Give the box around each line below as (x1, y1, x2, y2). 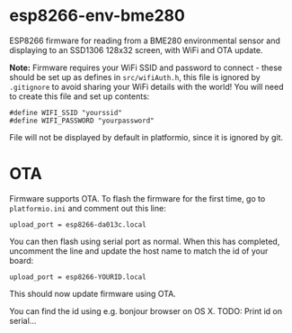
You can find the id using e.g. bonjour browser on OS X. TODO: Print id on (9, 305, 283, 316)
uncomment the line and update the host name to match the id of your (9, 245, 269, 256)
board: (9, 255, 34, 265)
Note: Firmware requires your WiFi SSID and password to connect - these (9, 62, 283, 73)
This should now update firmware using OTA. (9, 288, 177, 299)
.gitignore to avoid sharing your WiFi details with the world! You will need (9, 81, 284, 92)
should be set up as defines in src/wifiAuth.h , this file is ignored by (9, 71, 261, 82)
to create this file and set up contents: (9, 91, 150, 102)
